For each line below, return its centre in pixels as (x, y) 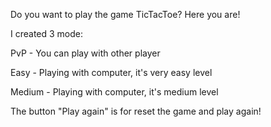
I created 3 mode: (47, 33)
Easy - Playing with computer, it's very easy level (111, 72)
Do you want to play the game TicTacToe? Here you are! (125, 14)
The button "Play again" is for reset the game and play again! (136, 111)
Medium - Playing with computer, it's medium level (114, 92)
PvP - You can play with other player (85, 53)
